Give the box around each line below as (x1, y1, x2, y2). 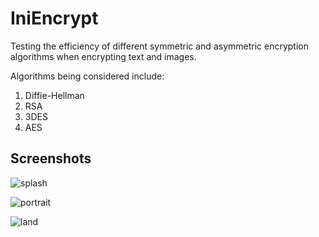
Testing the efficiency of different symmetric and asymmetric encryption (10, 40, 309, 52)
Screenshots (10, 150, 92, 167)
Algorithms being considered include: (10, 70, 165, 82)
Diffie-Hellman (24, 89, 85, 101)
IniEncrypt (10, 7, 99, 30)
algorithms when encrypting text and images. (10, 50, 197, 62)
